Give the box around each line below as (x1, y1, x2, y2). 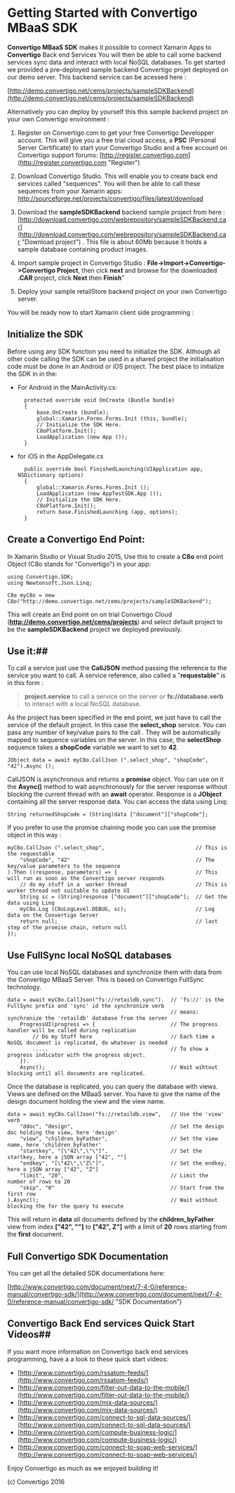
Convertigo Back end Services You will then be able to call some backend (7, 50, 222, 59)
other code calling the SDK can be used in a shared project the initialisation (7, 354, 224, 363)
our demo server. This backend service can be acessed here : (7, 72, 187, 81)
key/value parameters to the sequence (7, 863, 121, 870)
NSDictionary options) (17, 471, 84, 478)
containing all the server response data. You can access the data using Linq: (7, 797, 228, 806)
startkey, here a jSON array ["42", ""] (7, 1154, 128, 1161)
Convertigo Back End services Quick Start (7, 1318, 195, 1330)
